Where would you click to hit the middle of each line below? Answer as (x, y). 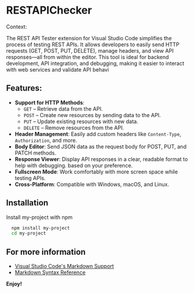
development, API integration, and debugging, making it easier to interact (95, 63)
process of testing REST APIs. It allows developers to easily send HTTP (93, 44)
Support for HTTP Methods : (49, 102)
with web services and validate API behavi (58, 69)
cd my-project (29, 234)
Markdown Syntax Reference (50, 272)
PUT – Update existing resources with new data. (81, 121)
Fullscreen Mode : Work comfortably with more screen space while (96, 172)
